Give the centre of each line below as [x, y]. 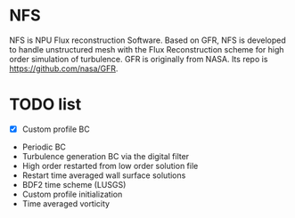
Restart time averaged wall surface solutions [104, 175]
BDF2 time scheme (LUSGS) [74, 184]
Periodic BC [44, 147]
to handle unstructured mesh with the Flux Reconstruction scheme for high [147, 49]
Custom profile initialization [72, 194]
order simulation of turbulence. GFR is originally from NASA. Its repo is [139, 59]
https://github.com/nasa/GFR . [64, 69]
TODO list [45, 105]
